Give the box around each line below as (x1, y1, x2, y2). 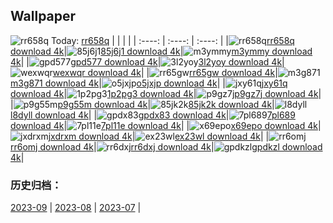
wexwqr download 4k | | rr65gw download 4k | (52, 66, 278, 78)
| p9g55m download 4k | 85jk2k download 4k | (10, 98, 275, 110)
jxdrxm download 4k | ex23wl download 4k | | (48, 130, 270, 142)
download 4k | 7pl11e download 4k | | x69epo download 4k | (10, 119, 322, 131)
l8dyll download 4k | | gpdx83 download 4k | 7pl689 (10, 109, 296, 121)
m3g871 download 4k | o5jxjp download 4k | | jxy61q (10, 77, 288, 89)
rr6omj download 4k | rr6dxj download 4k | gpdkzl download (10, 140, 323, 153)
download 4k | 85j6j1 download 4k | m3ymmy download (10, 45, 313, 57)
